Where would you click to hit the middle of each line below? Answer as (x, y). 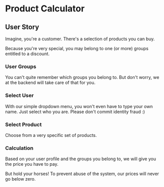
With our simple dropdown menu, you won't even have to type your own (79, 106)
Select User (19, 96)
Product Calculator (45, 9)
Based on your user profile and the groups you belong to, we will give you (81, 159)
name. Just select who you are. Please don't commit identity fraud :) (75, 112)
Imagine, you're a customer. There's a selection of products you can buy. (80, 39)
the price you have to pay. (32, 164)
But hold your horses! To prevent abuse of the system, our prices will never (82, 174)
